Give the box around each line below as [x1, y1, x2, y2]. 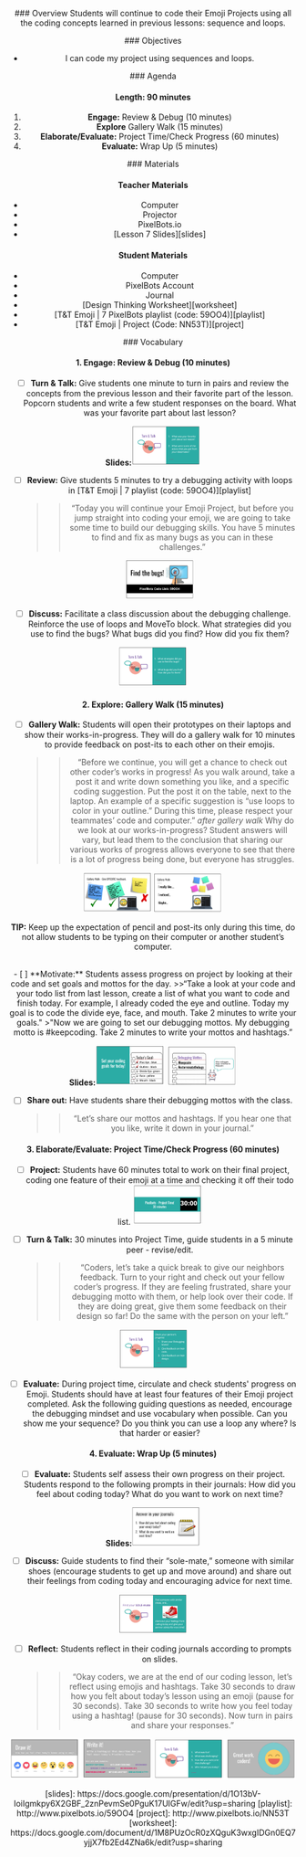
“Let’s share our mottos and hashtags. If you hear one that [73, 1113, 291, 1124]
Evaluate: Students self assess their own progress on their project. [34, 1468, 285, 1479]
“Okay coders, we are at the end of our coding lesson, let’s [72, 1672, 293, 1683]
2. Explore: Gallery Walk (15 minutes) [81, 699, 225, 710]
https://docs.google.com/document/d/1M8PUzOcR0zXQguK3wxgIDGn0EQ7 [10, 1827, 296, 1839]
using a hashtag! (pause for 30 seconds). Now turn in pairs [71, 1710, 293, 1721]
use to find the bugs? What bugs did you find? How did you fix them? [30, 628, 290, 638]
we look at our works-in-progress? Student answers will [76, 825, 288, 836]
